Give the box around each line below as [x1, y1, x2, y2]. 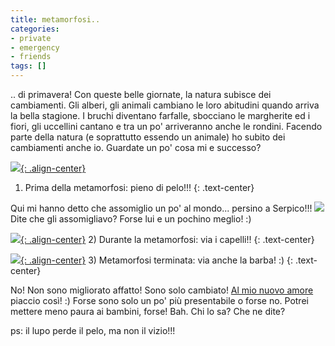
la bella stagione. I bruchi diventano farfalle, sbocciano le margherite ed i [10, 110, 311, 121]
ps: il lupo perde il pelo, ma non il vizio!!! [10, 325, 176, 336]
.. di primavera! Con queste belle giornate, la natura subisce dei [10, 89, 272, 100]
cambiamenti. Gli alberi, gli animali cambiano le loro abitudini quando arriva [10, 99, 320, 111]
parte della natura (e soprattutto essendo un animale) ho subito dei [10, 131, 286, 143]
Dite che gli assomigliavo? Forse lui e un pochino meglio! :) [10, 213, 252, 225]
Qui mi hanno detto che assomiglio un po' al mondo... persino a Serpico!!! [10, 202, 313, 214]
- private [10, 33, 52, 43]
